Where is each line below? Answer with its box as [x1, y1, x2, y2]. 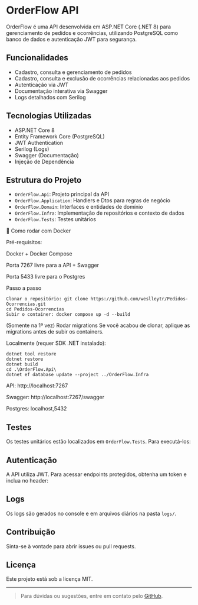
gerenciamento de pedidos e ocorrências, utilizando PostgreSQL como [6, 29, 179, 36]
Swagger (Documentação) [14, 151, 80, 158]
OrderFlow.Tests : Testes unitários [14, 216, 96, 223]
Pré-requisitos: [6, 239, 42, 246]
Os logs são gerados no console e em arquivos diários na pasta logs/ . [6, 510, 177, 517]
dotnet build [6, 361, 38, 367]
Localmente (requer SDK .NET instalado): [6, 339, 106, 347]
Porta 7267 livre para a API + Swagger [6, 261, 99, 269]
